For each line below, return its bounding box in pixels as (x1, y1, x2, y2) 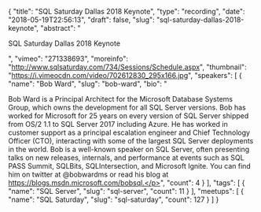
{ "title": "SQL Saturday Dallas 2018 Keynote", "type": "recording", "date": (8, 7, 245, 16)
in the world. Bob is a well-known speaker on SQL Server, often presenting (8, 145, 250, 154)
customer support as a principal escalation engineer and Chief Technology (8, 128, 250, 137)
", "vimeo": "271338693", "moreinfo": (8, 54, 128, 63)
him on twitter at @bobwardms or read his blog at (8, 169, 169, 179)
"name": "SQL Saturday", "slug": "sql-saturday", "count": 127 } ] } (8, 195, 219, 204)
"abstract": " (40, 24, 81, 32)
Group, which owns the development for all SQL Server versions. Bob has (8, 102, 246, 112)
